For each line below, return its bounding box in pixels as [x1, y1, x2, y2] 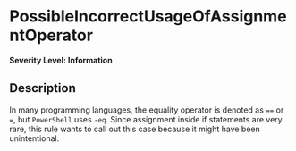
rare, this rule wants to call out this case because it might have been [9, 123, 261, 134]
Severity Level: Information [9, 55, 114, 65]
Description [9, 80, 76, 96]
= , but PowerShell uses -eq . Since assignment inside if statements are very [9, 113, 283, 124]
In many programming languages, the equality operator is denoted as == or [9, 105, 284, 115]
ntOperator [9, 25, 94, 46]
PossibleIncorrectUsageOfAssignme [9, 6, 288, 27]
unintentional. [9, 132, 60, 144]
